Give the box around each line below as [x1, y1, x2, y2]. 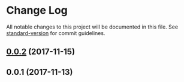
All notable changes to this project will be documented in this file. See [6, 23, 179, 30]
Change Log [6, 4, 68, 17]
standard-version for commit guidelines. [6, 29, 105, 36]
